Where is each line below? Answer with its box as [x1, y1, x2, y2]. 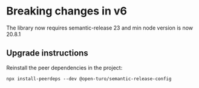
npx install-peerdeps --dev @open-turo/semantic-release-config [6, 75, 172, 82]
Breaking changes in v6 [6, 4, 127, 18]
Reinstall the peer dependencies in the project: [6, 64, 123, 71]
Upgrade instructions [6, 48, 89, 58]
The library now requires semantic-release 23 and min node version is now [6, 24, 194, 31]
